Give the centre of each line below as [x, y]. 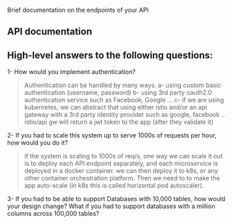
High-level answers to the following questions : [110, 55]
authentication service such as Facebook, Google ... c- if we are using [124, 100]
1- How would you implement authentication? [72, 72]
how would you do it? [37, 143]
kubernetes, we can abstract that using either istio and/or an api [116, 107]
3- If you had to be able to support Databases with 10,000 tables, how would [116, 199]
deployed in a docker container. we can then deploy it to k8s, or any [121, 171]
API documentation [50, 31]
